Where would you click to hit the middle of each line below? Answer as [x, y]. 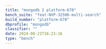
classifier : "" [21, 29]
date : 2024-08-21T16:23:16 [34, 34]
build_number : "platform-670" [37, 19]
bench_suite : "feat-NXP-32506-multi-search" [53, 15]
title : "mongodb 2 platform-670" [41, 10]
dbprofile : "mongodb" [28, 24]
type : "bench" [20, 39]
